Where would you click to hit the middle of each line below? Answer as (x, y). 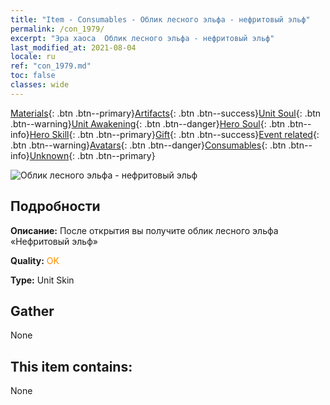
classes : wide (40, 85)
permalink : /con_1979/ (57, 29)
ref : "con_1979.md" (51, 66)
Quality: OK (35, 260)
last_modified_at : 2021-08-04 (73, 47)
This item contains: (71, 366)
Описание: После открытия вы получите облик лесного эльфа (144, 230)
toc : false (33, 76)
